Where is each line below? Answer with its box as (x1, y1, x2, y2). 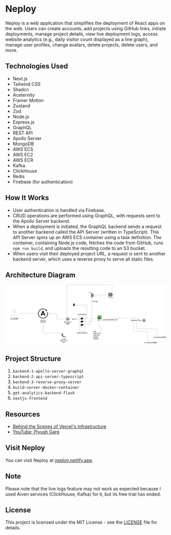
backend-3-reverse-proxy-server (12, 380, 82, 385)
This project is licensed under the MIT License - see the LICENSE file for (5, 519, 157, 525)
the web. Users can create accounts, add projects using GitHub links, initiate (5, 25, 166, 31)
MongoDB (12, 141, 34, 147)
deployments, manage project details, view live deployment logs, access (5, 31, 158, 37)
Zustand (12, 103, 31, 109)
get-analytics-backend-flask (12, 390, 75, 396)
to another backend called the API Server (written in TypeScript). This (12, 228, 159, 235)
